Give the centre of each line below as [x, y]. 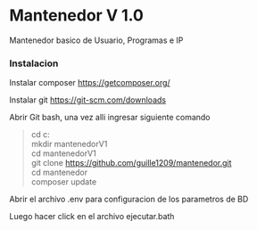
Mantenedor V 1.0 [77, 16]
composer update [64, 182]
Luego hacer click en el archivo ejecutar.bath [92, 217]
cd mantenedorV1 [63, 153]
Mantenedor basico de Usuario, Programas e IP [96, 40]
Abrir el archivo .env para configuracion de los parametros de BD [129, 199]
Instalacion [34, 63]
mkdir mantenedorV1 [69, 144]
